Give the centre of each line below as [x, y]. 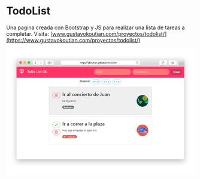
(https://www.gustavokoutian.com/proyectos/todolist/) [73, 40]
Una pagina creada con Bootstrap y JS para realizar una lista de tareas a [96, 27]
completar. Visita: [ [29, 33]
